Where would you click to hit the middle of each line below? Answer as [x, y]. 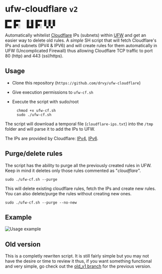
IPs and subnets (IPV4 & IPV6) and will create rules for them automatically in [81, 45]
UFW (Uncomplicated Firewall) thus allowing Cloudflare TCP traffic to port [79, 51]
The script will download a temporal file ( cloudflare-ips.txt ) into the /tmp [79, 124]
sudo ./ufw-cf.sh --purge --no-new [41, 203]
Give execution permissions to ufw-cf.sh [53, 92]
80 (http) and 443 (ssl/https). [34, 56]
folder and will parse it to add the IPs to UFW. [50, 129]
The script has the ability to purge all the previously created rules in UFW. [78, 165]
